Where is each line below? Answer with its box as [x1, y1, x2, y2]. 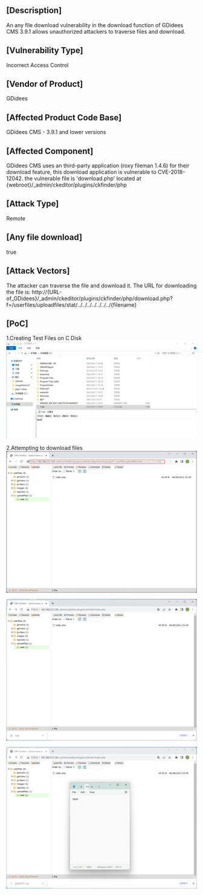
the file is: [6, 288, 31, 295]
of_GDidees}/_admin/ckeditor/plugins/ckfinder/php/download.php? [6, 295, 173, 302]
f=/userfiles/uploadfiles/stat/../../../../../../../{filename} [6, 301, 137, 308]
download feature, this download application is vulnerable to [6, 168, 157, 176]
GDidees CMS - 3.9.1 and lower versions [6, 129, 106, 136]
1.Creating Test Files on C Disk [6, 335, 82, 342]
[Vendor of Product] [6, 79, 83, 89]
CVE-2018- [158, 168, 185, 176]
